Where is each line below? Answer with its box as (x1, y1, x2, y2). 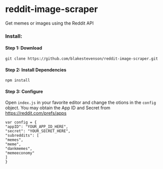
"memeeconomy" (5, 150, 35, 156)
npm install (5, 78, 30, 83)
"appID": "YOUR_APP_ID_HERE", (5, 124, 69, 129)
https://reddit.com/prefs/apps (5, 110, 67, 116)
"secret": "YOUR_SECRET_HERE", (5, 129, 71, 134)
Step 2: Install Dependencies (5, 67, 67, 73)
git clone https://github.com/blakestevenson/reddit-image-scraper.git (5, 56, 158, 61)
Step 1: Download (5, 45, 43, 51)
